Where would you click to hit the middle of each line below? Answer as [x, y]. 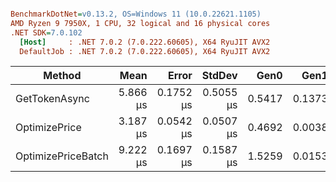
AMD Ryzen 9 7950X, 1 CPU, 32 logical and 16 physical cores [140, 23]
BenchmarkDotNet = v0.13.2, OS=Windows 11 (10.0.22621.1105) [136, 14]
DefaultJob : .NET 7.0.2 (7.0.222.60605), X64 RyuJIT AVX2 [145, 51]
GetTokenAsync [52, 99]
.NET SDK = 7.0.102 [46, 32]
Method [62, 76]
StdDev [219, 76]
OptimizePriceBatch [62, 156]
